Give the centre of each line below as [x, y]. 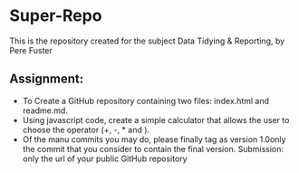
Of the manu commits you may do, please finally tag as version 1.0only [154, 139]
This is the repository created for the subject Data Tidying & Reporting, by [147, 41]
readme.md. [45, 111]
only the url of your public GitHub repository [105, 159]
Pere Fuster [31, 50]
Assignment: [47, 79]
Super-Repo [56, 16]
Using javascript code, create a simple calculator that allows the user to [156, 120]
